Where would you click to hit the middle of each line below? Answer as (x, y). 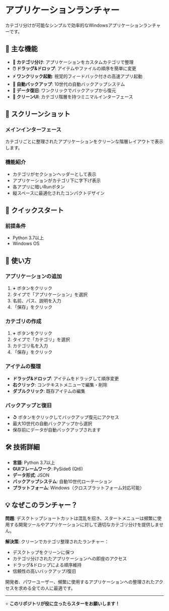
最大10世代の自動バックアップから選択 (52, 423)
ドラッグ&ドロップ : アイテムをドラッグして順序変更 (66, 378)
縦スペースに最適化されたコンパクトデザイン (59, 193)
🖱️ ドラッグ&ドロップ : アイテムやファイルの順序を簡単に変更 (74, 68)
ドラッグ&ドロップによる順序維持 (47, 565)
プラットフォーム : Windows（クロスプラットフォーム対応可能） (78, 488)
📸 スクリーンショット (38, 114)
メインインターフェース (33, 130)
